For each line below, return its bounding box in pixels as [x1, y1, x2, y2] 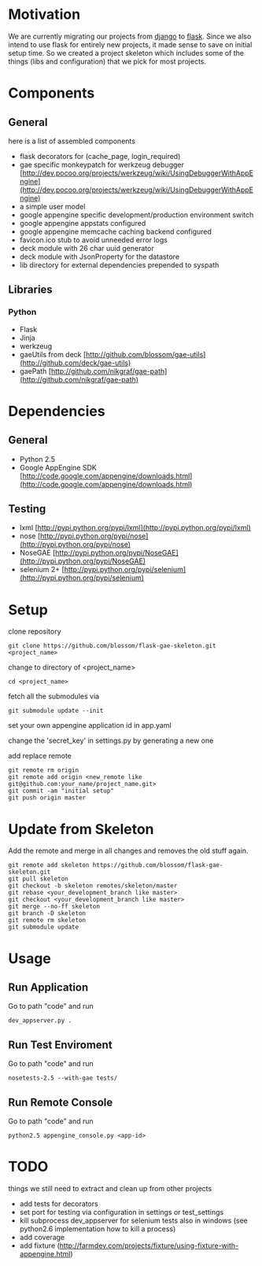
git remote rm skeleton [8, 917, 87, 925]
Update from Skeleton [8, 820, 155, 838]
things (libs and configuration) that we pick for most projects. [8, 57, 207, 66]
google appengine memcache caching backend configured [19, 227, 212, 236]
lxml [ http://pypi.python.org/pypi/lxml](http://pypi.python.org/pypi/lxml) [19, 523, 252, 533]
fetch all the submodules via [8, 692, 100, 701]
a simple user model [19, 201, 86, 211]
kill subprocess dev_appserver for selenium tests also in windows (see [19, 1216, 248, 1225]
